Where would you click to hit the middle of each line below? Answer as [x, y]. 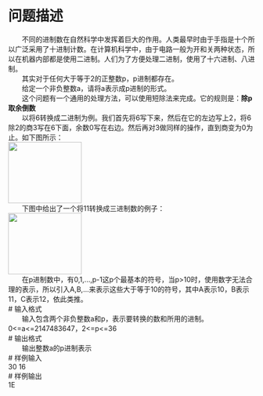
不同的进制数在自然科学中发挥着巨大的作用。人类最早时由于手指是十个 [135, 39]
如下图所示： [42, 137]
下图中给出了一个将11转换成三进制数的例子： [93, 208]
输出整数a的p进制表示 [57, 348]
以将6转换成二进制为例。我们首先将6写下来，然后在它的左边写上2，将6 [137, 118]
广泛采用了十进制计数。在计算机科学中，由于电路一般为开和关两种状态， [131, 49]
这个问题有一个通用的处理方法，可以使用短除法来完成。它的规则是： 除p [137, 98]
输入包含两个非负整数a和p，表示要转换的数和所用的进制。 [115, 318]
